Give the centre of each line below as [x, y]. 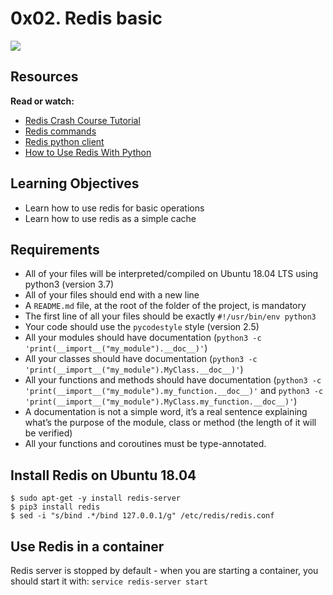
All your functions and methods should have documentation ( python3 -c [173, 380]
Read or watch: [42, 101]
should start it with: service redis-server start [109, 581]
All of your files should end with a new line [112, 295]
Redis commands [60, 131]
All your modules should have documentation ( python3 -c [143, 338]
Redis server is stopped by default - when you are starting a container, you [164, 570]
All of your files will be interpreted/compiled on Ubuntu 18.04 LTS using [171, 274]
